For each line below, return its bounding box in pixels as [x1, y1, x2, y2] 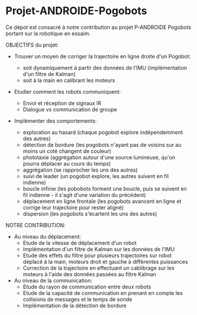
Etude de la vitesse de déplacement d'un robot [22, 239, 137, 246]
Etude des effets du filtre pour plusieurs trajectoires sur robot [22, 252, 172, 259]
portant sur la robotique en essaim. [5, 29, 91, 37]
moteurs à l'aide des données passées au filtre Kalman [22, 270, 157, 278]
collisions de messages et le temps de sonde [22, 296, 133, 303]
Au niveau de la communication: [14, 277, 93, 284]
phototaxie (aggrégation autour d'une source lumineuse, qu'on [22, 153, 175, 160]
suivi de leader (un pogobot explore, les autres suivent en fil [22, 172, 169, 179]
